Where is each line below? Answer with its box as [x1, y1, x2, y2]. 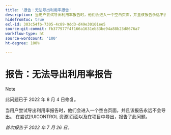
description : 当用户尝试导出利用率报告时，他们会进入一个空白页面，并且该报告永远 [5, 12, 160, 17]
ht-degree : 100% [5, 41, 40, 46]
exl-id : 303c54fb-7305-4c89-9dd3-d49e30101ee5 [5, 21, 106, 27]
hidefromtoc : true [5, 17, 44, 22]
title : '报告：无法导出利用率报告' [5, 7, 72, 13]
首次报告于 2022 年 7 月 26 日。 [5, 124, 72, 130]
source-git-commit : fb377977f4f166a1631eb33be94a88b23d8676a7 [5, 26, 140, 32]
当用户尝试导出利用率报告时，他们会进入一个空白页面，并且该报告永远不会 [5, 107, 161, 113]
